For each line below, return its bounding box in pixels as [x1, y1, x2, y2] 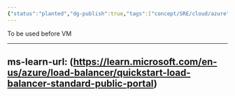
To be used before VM [7, 29, 72, 38]
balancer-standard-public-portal [7, 78, 154, 90]
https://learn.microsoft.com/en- [73, 56, 218, 68]
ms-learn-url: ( [7, 56, 73, 68]
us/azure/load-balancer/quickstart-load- [7, 67, 191, 79]
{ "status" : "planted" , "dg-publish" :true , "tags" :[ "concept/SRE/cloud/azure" [7, 10, 230, 17]
